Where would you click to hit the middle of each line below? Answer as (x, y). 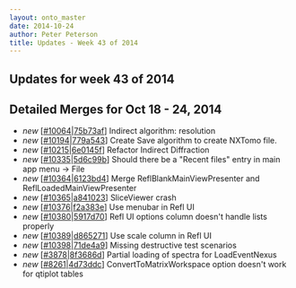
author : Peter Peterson (54, 34)
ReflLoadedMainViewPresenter (79, 188)
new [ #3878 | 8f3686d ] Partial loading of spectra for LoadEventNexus (150, 255)
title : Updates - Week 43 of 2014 (74, 43)
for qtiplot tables (52, 274)
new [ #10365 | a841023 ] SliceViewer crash (99, 197)
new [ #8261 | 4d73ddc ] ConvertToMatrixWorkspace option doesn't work (154, 265)
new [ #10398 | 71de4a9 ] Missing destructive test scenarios (130, 245)
